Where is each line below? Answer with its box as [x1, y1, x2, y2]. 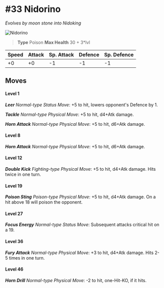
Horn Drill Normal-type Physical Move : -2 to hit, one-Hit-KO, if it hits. [5, 277, 147, 283]
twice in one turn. [5, 171, 41, 177]
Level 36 [5, 238, 23, 244]
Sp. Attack [49, 51, 75, 58]
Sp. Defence [104, 51, 134, 58]
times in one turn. [9, 255, 45, 261]
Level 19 [5, 183, 22, 189]
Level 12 [5, 155, 22, 161]
